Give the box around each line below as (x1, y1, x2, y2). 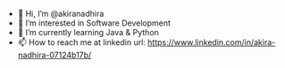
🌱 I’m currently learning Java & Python (17, 27, 159, 37)
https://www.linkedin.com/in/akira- (147, 37, 276, 48)
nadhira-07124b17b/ (17, 49, 92, 60)
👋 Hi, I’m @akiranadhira (17, 9, 105, 19)
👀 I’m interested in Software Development (17, 18, 172, 28)
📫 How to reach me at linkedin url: (17, 37, 146, 48)
